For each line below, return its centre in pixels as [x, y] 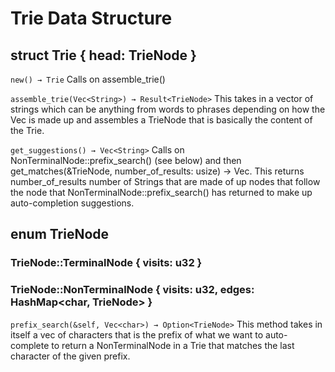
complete [30, 345]
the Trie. [27, 130]
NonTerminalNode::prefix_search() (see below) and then [126, 160]
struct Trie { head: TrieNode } [103, 55]
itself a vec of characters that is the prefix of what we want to [137, 334]
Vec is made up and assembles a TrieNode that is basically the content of [161, 120]
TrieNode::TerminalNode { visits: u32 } [106, 263]
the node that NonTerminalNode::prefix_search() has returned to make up [161, 192]
